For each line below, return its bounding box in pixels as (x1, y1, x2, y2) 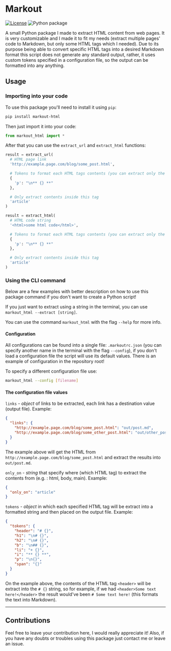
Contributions (5, 616, 50, 625)
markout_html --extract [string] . (5, 309, 77, 316)
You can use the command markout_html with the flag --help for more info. (5, 319, 162, 325)
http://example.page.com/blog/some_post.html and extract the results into (5, 454, 161, 460)
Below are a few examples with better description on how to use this (5, 288, 149, 295)
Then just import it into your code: (5, 123, 76, 129)
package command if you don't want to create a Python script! (5, 294, 136, 300)
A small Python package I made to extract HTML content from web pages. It (5, 30, 165, 36)
